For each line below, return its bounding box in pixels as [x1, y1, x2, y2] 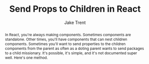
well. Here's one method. [4, 55, 48, 60]
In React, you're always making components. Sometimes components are [4, 32, 131, 37]
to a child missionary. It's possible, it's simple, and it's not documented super [4, 50, 137, 56]
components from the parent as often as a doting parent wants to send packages [4, 45, 144, 51]
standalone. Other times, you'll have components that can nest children [4, 37, 127, 42]
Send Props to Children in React [9, 3, 141, 15]
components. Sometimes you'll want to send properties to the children [4, 41, 126, 46]
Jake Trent [64, 20, 86, 25]
